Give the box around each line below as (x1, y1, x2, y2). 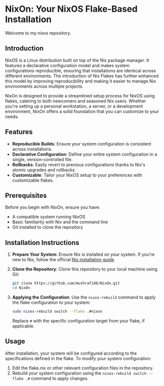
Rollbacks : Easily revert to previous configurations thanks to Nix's (12, 162, 145, 168)
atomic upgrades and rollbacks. (12, 167, 76, 172)
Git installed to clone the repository (12, 224, 83, 230)
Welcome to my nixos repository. (5, 30, 71, 36)
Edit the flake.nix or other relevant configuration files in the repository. (12, 365, 154, 371)
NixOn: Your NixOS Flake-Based (5, 3, 138, 15)
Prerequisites (5, 191, 47, 199)
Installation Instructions (5, 239, 80, 247)
